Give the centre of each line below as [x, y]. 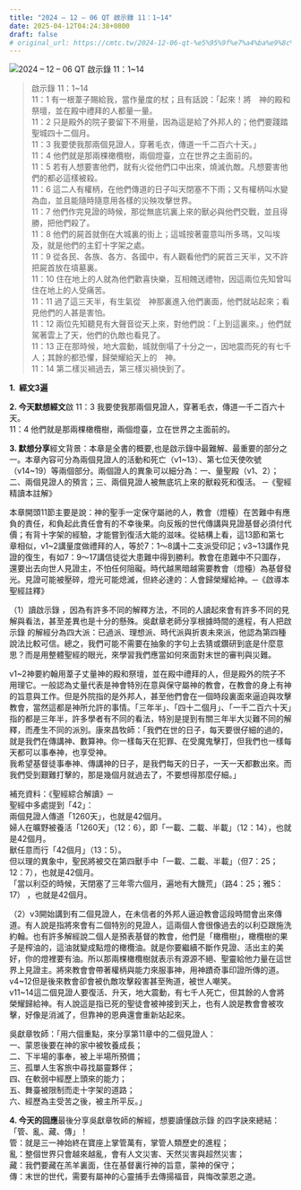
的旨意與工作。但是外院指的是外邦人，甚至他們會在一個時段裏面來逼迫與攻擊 [150, 696]
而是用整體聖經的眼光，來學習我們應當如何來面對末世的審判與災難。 [150, 655]
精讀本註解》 [33, 494]
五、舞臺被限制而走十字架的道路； [72, 1090]
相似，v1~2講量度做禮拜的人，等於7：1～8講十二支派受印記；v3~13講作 [149, 546]
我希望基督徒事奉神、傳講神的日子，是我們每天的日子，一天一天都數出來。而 [150, 764]
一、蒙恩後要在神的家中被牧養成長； [76, 1046]
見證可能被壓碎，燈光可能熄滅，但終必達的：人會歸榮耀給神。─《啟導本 [157, 580]
